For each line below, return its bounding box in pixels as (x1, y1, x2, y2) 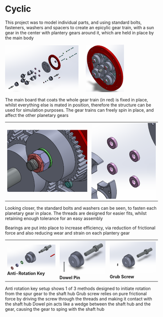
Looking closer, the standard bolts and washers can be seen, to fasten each (5, 205, 157, 211)
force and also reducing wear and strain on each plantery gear (5, 230, 130, 236)
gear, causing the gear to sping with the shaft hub (5, 306, 105, 312)
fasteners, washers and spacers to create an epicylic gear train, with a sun (5, 24, 154, 30)
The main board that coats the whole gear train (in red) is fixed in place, (5, 97, 148, 102)
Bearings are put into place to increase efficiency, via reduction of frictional (5, 225, 156, 231)
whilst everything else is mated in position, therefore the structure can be (5, 102, 151, 108)
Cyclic (5, 3, 32, 15)
